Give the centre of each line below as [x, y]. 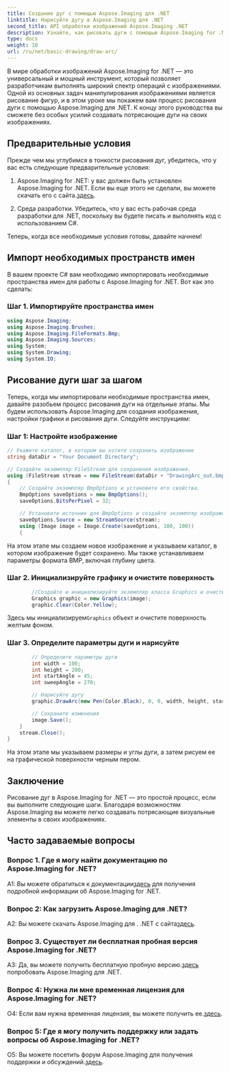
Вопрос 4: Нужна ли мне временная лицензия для [96, 990]
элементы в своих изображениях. [57, 820]
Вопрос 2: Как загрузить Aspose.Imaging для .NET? [97, 909]
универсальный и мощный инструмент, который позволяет [94, 78]
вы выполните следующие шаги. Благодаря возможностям [94, 805]
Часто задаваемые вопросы [71, 841]
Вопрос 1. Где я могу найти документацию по [87, 860]
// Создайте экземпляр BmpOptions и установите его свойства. [110, 488]
